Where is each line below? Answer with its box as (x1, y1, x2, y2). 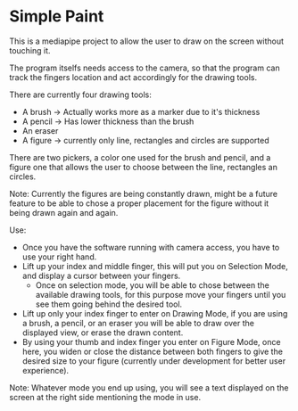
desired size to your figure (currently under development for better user (21, 355, 286, 366)
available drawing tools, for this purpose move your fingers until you (35, 289, 286, 300)
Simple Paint (9, 6, 104, 27)
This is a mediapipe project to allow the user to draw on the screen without (9, 36, 284, 46)
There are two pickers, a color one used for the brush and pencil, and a (9, 152, 271, 162)
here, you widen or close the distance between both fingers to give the (21, 346, 284, 357)
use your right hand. (21, 251, 97, 262)
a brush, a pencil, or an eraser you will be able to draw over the (21, 317, 254, 328)
